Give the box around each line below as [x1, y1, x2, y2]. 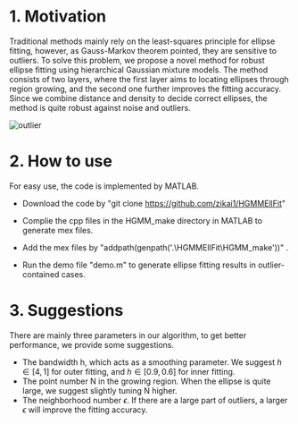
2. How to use [9, 151, 113, 172]
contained [21, 268, 60, 279]
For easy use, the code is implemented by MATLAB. [9, 181, 199, 191]
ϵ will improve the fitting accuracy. [21, 404, 148, 415]
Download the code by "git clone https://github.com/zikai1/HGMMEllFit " [21, 198, 286, 208]
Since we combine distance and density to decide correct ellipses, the [9, 92, 268, 104]
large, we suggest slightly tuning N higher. [21, 385, 178, 395]
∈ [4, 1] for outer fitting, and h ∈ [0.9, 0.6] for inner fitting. [21, 366, 236, 377]
